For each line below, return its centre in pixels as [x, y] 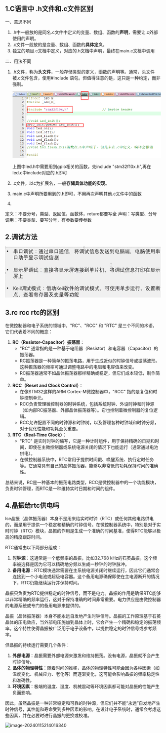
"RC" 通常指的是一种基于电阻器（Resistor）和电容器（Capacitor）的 [89, 348]
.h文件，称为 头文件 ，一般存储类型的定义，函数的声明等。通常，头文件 [83, 72]
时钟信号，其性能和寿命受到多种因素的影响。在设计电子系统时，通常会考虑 [81, 709]
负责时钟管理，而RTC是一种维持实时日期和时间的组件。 [61, 489]
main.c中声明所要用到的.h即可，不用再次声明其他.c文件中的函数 [77, 194]
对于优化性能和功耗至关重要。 [50, 428]
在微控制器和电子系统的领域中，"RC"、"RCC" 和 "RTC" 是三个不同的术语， [81, 326]
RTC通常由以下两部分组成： [33, 547]
